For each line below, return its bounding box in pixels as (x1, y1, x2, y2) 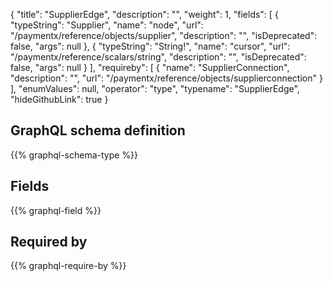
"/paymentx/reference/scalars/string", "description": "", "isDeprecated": (10, 51, 307, 63)
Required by (10, 234, 88, 251)
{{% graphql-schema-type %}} (10, 149, 139, 161)
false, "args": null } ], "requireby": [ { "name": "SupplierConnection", (10, 62, 290, 73)
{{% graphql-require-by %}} (10, 260, 127, 272)
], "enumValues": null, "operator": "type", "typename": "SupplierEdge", (10, 83, 300, 94)
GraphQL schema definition (10, 122, 186, 139)
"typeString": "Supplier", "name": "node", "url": (10, 19, 204, 31)
